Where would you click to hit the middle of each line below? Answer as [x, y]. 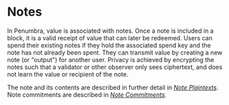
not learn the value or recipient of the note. [68, 74]
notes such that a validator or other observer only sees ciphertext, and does [115, 67]
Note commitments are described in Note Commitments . [87, 94]
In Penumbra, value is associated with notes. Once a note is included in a [111, 31]
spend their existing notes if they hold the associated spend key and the [109, 45]
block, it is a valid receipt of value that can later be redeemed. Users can [110, 37]
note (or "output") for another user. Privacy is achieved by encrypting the [111, 59]
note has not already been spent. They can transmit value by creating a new [115, 52]
